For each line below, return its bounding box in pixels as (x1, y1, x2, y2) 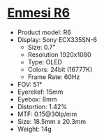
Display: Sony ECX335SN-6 (17, 35, 98, 43)
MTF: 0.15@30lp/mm (17, 110, 77, 118)
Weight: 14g (17, 125, 52, 133)
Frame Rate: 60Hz (27, 72, 80, 81)
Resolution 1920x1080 (27, 50, 91, 59)
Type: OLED (27, 57, 63, 66)
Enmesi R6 (7, 5, 70, 21)
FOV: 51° (17, 80, 43, 88)
